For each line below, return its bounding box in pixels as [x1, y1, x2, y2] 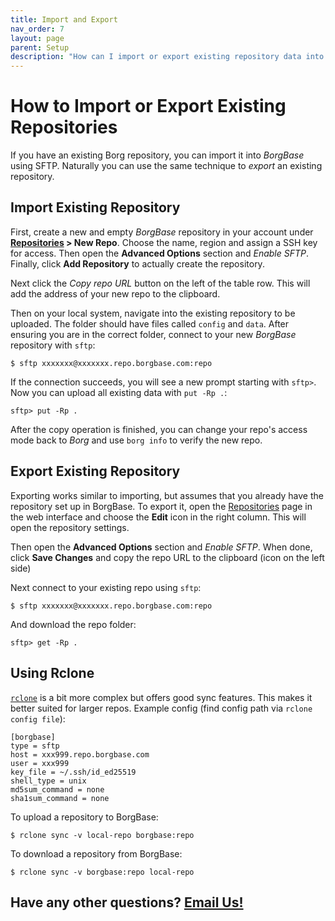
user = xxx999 [10, 758, 70, 768]
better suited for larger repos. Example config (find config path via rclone [10, 702, 313, 714]
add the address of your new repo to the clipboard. [10, 287, 221, 300]
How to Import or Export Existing [10, 95, 287, 118]
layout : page [10, 33, 65, 43]
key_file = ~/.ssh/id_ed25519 [10, 767, 137, 777]
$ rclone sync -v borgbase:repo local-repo [10, 867, 195, 877]
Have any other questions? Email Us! [10, 894, 244, 911]
